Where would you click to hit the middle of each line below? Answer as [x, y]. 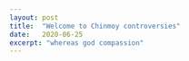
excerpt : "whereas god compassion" [77, 43]
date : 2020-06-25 [46, 34]
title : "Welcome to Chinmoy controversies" [95, 26]
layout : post [34, 17]
